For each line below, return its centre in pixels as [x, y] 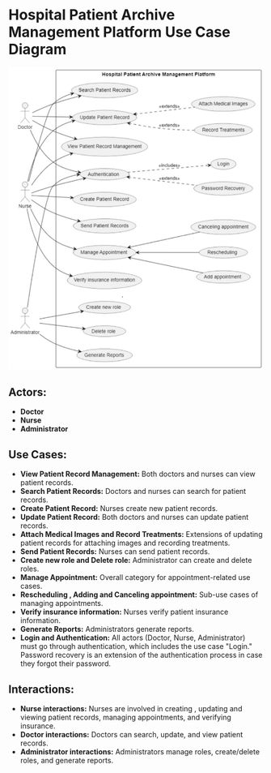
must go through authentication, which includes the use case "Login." [136, 646]
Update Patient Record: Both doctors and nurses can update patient [134, 517]
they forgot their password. [66, 663]
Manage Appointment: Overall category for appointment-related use [135, 578]
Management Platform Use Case [119, 32]
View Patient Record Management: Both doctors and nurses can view [138, 474]
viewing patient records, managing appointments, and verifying [126, 717]
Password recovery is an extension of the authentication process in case [141, 655]
